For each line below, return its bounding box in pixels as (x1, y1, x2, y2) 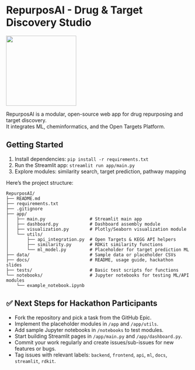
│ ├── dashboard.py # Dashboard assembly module (6, 221, 161, 227)
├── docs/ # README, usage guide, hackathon (6, 257, 174, 263)
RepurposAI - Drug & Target (6, 4, 143, 17)
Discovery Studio (6, 16, 92, 29)
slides (6, 262, 22, 268)
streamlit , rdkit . (14, 357, 57, 364)
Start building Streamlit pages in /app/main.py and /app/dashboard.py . (14, 333, 183, 340)
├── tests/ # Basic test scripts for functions (6, 267, 179, 273)
